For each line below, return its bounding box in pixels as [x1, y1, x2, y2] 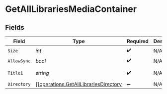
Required [126, 38, 149, 45]
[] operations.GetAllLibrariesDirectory [35, 81, 122, 88]
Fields [5, 23, 25, 32]
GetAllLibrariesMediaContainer [5, 3, 137, 15]
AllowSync [7, 58, 31, 64]
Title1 [7, 70, 23, 76]
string [35, 70, 49, 76]
